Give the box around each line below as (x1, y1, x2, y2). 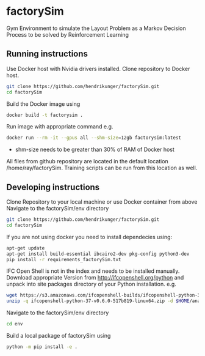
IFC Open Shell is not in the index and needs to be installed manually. (6, 267, 180, 275)
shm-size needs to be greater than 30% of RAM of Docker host (15, 146, 175, 154)
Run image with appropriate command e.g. (6, 123, 113, 130)
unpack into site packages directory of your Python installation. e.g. (6, 280, 177, 288)
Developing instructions (6, 182, 100, 192)
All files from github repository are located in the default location (6, 158, 169, 165)
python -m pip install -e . (6, 344, 78, 350)
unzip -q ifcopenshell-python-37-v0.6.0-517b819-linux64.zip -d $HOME (6, 298, 190, 304)
